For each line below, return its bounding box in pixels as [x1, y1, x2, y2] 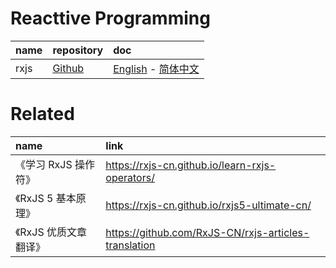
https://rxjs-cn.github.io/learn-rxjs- [105, 158, 277, 172]
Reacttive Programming [10, 7, 211, 30]
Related [10, 103, 75, 126]
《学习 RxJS [15, 157, 73, 171]
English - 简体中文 [113, 62, 200, 76]
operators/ [105, 170, 155, 184]
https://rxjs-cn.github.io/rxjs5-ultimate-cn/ [105, 198, 312, 212]
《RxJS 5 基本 [15, 191, 77, 205]
